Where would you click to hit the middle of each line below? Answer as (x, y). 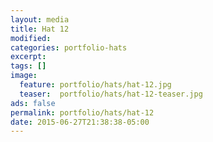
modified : (31, 38)
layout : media (40, 19)
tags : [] (28, 66)
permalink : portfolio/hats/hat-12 (82, 112)
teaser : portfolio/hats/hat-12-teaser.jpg (111, 94)
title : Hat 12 (40, 29)
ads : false (33, 103)
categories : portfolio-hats (69, 47)
